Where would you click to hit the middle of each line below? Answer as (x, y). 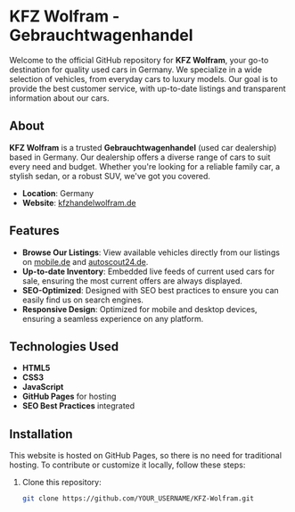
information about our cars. (59, 98)
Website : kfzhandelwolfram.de (79, 202)
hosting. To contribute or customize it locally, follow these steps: (127, 465)
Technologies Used (64, 347)
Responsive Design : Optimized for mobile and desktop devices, (139, 309)
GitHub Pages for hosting (69, 396)
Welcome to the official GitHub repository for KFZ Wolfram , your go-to (139, 60)
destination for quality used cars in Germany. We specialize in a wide (136, 70)
